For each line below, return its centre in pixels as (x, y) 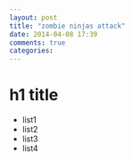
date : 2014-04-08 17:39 (54, 34)
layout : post (33, 17)
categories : (31, 51)
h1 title (34, 95)
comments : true (38, 42)
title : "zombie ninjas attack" (67, 26)
